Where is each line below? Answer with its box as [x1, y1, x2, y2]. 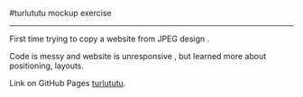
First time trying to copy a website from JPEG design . [9, 33, 210, 44]
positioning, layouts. [9, 60, 84, 71]
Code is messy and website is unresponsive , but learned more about [9, 51, 267, 61]
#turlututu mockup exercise [9, 8, 112, 18]
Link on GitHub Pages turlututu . [9, 78, 126, 88]
